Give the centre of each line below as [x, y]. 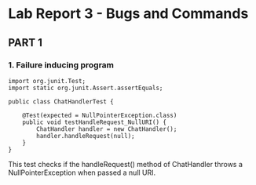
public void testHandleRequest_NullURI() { [95, 122]
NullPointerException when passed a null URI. [82, 172]
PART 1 [26, 43]
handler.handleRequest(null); [86, 136]
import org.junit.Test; [47, 81]
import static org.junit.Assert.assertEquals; [86, 88]
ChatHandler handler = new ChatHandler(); [107, 129]
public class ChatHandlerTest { [61, 102]
